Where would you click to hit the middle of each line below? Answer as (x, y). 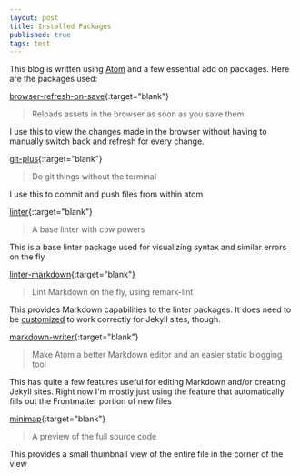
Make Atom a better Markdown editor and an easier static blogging (157, 355)
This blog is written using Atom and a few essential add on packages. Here (150, 69)
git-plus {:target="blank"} (56, 159)
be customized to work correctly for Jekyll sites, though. (115, 319)
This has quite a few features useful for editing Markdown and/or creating (148, 382)
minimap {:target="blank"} (58, 419)
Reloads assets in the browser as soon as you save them (138, 114)
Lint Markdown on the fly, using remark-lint (112, 292)
